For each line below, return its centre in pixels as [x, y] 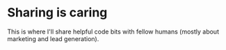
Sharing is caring [57, 13]
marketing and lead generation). [53, 38]
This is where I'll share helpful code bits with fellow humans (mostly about [113, 32]
